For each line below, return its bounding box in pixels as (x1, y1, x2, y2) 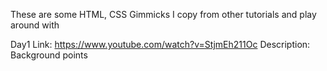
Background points (10, 49, 88, 61)
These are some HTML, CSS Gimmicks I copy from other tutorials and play (10, 9, 317, 20)
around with (10, 19, 60, 31)
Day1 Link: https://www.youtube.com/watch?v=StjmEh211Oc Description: (10, 39, 311, 50)
